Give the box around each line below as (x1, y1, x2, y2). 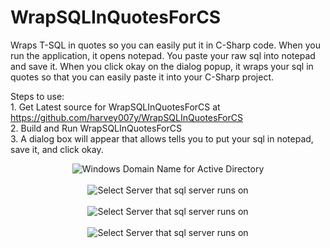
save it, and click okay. (10, 143, 104, 155)
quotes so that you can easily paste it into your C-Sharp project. (10, 71, 275, 83)
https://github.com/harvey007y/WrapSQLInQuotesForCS (10, 111, 243, 123)
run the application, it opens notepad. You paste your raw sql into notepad (10, 49, 316, 61)
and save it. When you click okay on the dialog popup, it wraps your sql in (10, 60, 314, 72)
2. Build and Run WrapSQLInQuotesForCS (10, 122, 182, 134)
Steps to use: (10, 90, 65, 102)
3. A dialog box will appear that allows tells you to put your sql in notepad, (10, 132, 314, 145)
